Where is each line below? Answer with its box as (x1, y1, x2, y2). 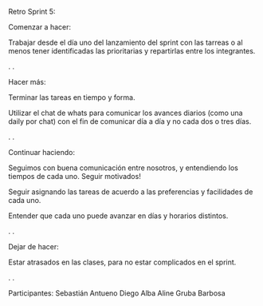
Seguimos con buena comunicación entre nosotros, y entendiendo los (8, 163, 239, 173)
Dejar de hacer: (8, 242, 60, 251)
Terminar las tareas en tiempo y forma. (8, 93, 135, 102)
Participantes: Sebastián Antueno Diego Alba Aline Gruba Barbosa (8, 288, 226, 298)
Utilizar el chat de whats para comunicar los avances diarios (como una (8, 108, 243, 117)
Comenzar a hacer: (8, 22, 72, 31)
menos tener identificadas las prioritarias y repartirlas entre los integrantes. (8, 46, 256, 55)
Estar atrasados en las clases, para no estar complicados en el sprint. (8, 257, 237, 267)
